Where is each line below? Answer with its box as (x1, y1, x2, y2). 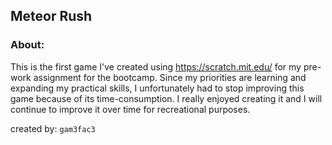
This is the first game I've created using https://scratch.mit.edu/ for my (10, 60, 302, 73)
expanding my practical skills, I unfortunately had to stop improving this (10, 82, 305, 94)
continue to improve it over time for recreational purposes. (10, 103, 251, 115)
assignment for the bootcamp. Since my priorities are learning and (33, 71, 307, 83)
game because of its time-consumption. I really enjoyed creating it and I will (10, 92, 323, 104)
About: (10, 38, 45, 52)
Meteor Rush (10, 8, 93, 25)
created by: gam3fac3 (10, 122, 96, 134)
